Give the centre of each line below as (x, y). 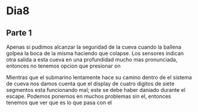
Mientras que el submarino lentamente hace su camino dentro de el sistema (99, 77)
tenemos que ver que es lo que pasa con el (59, 103)
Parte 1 (19, 33)
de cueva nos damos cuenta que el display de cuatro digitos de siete (90, 84)
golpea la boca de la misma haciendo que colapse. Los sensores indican (95, 53)
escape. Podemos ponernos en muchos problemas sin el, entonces (89, 96)
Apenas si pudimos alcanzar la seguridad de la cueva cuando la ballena (94, 47)
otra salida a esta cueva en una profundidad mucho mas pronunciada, (92, 60)
